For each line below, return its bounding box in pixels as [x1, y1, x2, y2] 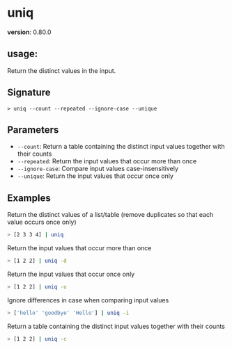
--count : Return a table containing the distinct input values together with [17, 143, 225, 151]
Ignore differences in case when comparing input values [7, 295, 169, 304]
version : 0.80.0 [7, 28, 52, 36]
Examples [7, 192, 51, 204]
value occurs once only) [7, 218, 77, 227]
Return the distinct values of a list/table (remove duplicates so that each [7, 211, 214, 219]
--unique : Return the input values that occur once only [17, 172, 174, 180]
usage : [7, 48, 38, 60]
